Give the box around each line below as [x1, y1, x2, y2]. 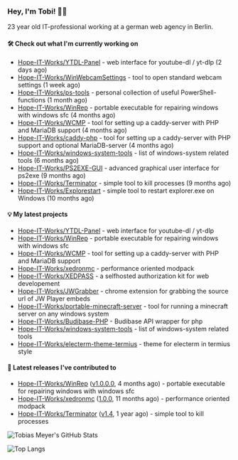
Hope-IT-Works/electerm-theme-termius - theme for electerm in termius [17, 339, 231, 348]
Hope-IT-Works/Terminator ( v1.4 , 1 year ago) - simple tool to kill [17, 409, 205, 418]
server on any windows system [17, 309, 109, 318]
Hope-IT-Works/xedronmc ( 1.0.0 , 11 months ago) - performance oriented [17, 394, 230, 402]
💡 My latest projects [7, 210, 68, 219]
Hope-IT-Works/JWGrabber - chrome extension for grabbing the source [17, 287, 229, 295]
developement [17, 279, 60, 287]
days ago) [17, 65, 48, 74]
